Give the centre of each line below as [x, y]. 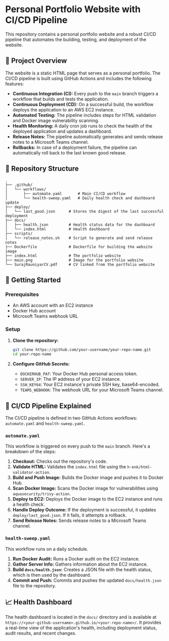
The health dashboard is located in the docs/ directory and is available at [81, 617]
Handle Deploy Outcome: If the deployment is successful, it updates [84, 510]
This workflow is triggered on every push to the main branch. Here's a [78, 446]
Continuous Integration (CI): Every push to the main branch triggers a [85, 93]
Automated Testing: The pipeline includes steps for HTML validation [84, 115]
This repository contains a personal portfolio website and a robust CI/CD [81, 34]
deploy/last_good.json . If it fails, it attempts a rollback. [70, 515]
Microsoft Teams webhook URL [45, 316]
